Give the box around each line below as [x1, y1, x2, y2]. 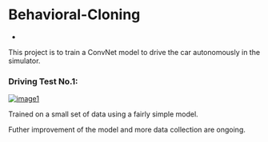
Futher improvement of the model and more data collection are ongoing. [8, 125, 246, 135]
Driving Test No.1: [8, 76, 78, 87]
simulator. [8, 56, 41, 65]
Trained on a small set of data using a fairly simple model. [8, 109, 198, 119]
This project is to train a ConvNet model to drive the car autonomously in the [8, 47, 261, 57]
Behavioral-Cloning [8, 6, 141, 24]
